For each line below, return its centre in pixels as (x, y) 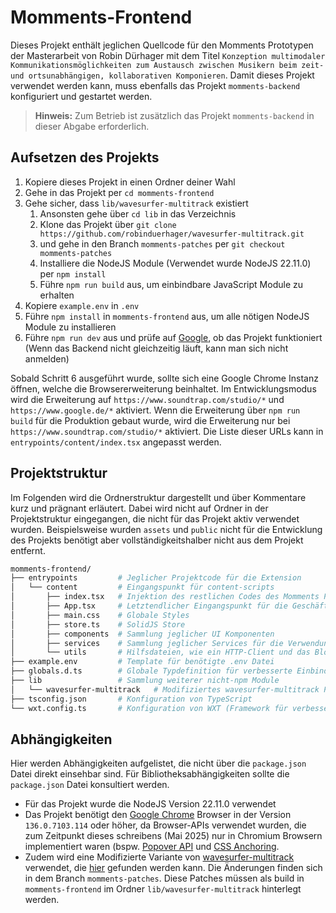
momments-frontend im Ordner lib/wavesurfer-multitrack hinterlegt (163, 889)
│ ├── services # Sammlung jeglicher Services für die (147, 643)
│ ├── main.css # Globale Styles (100, 615)
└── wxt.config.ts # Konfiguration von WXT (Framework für (149, 708)
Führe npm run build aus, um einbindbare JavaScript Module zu (171, 284)
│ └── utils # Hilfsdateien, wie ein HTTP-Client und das (160, 652)
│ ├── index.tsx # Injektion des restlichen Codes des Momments (165, 597)
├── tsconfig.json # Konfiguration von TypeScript (131, 699)
